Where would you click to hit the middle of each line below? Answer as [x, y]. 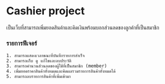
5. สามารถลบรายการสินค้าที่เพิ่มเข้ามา [38, 77]
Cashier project [46, 11]
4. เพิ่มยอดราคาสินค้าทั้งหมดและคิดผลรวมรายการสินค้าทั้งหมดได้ [61, 71]
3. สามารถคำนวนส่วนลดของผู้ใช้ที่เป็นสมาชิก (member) [57, 66]
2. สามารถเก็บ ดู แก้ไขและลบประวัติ [39, 61]
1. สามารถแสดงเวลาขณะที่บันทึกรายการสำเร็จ [46, 56]
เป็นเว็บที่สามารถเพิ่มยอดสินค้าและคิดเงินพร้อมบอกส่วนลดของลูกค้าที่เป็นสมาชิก [83, 27]
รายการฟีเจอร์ [22, 43]
